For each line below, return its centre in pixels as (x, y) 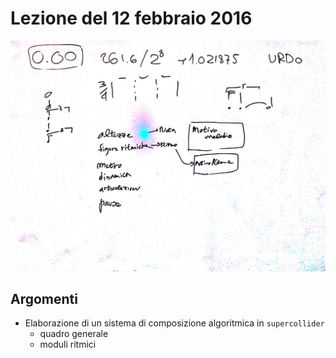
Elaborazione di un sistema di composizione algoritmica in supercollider (174, 323)
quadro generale (74, 334)
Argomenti (44, 298)
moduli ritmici (68, 344)
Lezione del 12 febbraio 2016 (131, 18)
